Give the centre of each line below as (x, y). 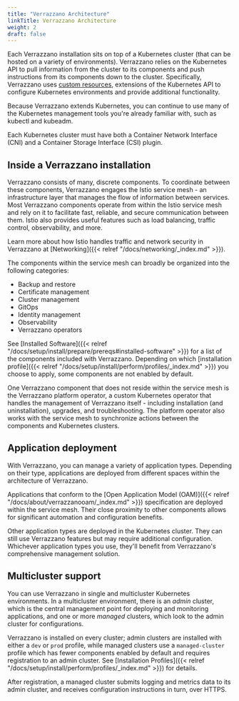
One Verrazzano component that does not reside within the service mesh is (118, 388)
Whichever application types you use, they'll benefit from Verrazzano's (112, 546)
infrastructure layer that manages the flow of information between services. (118, 198)
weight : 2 (22, 27)
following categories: (38, 271)
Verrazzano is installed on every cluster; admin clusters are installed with (115, 637)
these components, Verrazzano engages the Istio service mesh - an (107, 190)
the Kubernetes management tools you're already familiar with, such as (112, 114)
